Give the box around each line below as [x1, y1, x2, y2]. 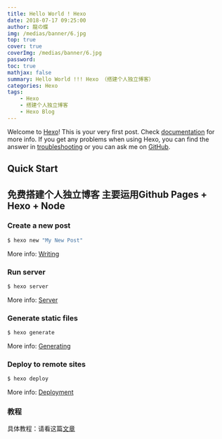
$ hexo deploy [7, 375, 49, 383]
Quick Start [7, 163, 58, 175]
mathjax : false [7, 69, 52, 76]
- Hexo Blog [20, 108, 55, 115]
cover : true [7, 43, 42, 50]
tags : [7, 89, 23, 96]
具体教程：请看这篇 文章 [7, 424, 75, 433]
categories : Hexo [7, 82, 58, 89]
